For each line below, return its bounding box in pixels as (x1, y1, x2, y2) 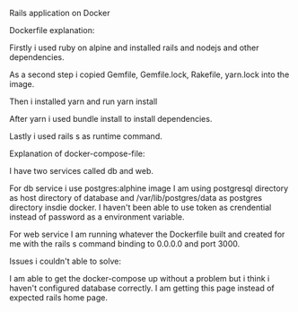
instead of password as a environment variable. (9, 212, 186, 222)
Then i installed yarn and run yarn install (9, 96, 158, 107)
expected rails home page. (9, 292, 108, 303)
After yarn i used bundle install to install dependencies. (9, 114, 213, 124)
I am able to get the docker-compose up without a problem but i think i (9, 273, 270, 283)
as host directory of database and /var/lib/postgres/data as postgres (9, 193, 263, 203)
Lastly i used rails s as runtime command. (9, 131, 163, 142)
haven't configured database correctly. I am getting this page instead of (9, 282, 276, 293)
